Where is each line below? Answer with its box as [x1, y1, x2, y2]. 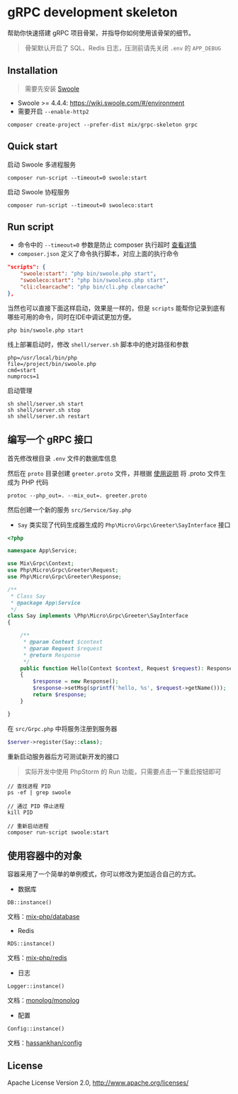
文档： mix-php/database [7, 912, 80, 921]
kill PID [7, 809, 33, 816]
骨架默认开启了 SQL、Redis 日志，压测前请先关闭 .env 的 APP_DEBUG [24, 43, 222, 52]
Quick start [7, 140, 58, 152]
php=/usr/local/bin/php [7, 354, 78, 362]
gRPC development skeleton [7, 4, 178, 21]
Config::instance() [7, 1025, 65, 1032]
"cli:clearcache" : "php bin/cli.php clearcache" [20, 284, 166, 291]
